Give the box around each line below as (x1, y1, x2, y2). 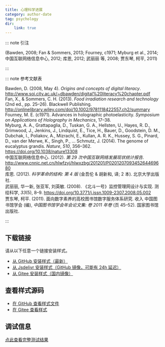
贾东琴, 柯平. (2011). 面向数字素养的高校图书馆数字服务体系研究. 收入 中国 (5, 196, 154, 202)
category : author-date (5, 12, 52, 17)
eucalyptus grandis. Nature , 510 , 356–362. (5, 143, 92, 149)
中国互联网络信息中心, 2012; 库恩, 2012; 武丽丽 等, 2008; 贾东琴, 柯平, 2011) (5, 55, 158, 62)
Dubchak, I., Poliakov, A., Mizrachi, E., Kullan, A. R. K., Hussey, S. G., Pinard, (5, 133, 159, 139)
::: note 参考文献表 (5, 76, 42, 82)
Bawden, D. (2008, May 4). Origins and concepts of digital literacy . (5, 86, 141, 91)
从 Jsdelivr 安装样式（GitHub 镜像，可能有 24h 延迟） (12, 264, 122, 270)
